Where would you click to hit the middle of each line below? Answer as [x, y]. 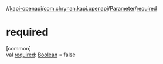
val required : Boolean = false [41, 55]
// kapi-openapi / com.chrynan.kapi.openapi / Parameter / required [81, 9]
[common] [18, 48]
